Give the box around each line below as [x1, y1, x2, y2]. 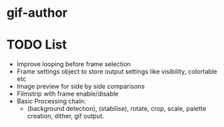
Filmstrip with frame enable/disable [16, 89, 119, 98]
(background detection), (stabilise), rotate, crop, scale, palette [27, 105, 206, 113]
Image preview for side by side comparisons [16, 82, 145, 91]
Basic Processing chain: [16, 97, 86, 105]
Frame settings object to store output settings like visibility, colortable [16, 68, 218, 76]
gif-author [6, 5, 68, 21]
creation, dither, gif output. [27, 112, 104, 120]
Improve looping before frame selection [16, 60, 131, 68]
